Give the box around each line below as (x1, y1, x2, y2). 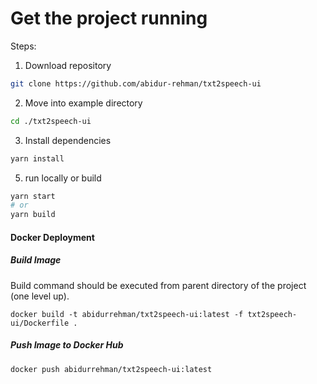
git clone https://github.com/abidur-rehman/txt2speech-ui (10, 78, 262, 89)
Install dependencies (24, 134, 112, 146)
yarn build (10, 210, 56, 220)
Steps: (10, 40, 37, 52)
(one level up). (10, 290, 70, 302)
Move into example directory (24, 97, 143, 109)
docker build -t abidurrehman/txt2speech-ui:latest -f (10, 309, 244, 319)
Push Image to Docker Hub (10, 339, 124, 351)
